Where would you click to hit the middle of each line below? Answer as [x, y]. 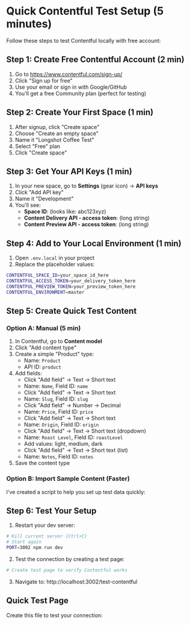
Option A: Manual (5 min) [44, 328]
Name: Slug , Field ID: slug [56, 399]
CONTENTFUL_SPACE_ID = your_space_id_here [58, 276]
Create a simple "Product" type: [54, 354]
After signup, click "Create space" [57, 127]
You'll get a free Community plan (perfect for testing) [81, 93]
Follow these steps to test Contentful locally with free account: [84, 40]
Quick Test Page [38, 601]
